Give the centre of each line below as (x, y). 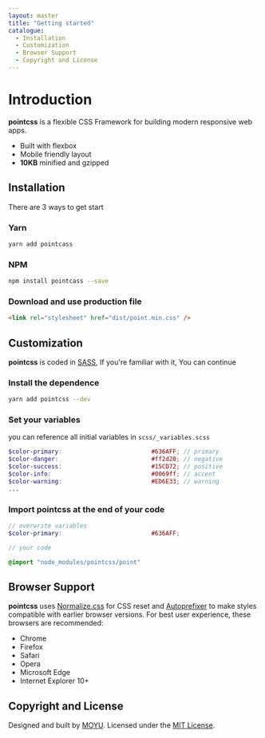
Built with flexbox (48, 145)
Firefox (32, 647)
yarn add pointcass (41, 244)
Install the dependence (54, 382)
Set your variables (45, 420)
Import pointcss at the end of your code (87, 509)
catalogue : (26, 30)
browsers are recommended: (56, 623)
